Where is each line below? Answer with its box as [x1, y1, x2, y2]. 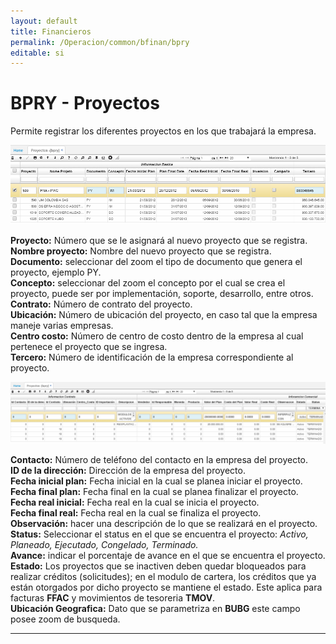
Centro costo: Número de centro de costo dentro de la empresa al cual [10, 330, 304, 342]
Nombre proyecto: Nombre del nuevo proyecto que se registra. [10, 245, 272, 257]
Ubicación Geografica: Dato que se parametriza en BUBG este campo [10, 602, 301, 614]
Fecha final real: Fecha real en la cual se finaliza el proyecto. [10, 506, 262, 519]
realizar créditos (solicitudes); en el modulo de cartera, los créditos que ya [10, 570, 317, 582]
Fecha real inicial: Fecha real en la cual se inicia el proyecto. [10, 496, 260, 508]
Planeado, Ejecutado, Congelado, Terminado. [10, 538, 199, 550]
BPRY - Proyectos [10, 92, 160, 115]
